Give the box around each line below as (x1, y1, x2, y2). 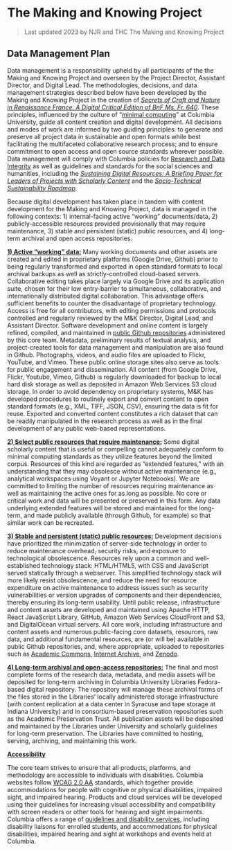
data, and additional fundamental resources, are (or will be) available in (7, 635, 210, 643)
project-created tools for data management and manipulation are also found (7, 343, 224, 351)
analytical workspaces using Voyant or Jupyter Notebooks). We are (7, 474, 199, 483)
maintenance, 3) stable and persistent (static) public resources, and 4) (7, 226, 208, 235)
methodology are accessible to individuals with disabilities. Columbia (7, 771, 204, 779)
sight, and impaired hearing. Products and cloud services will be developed (7, 793, 222, 801)
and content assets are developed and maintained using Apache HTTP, (7, 605, 211, 613)
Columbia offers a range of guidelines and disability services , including (7, 815, 210, 823)
